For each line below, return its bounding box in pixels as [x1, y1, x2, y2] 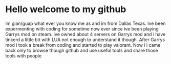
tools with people [5, 52, 42, 59]
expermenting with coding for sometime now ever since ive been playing [5, 25, 159, 31]
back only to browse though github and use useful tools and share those [5, 47, 158, 53]
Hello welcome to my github [5, 4, 126, 15]
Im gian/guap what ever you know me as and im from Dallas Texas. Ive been [5, 20, 166, 26]
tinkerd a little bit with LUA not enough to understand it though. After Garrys [5, 37, 165, 43]
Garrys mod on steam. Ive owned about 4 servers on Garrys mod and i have [5, 31, 166, 37]
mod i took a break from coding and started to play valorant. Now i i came [5, 42, 161, 48]
